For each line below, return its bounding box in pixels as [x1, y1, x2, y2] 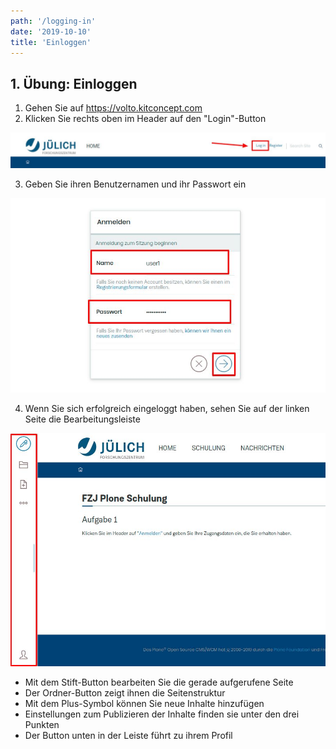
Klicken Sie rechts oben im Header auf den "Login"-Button [24, 113, 267, 125]
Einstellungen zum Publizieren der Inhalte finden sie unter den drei [24, 708, 300, 720]
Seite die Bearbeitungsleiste [24, 413, 141, 425]
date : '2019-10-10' [10, 26, 92, 37]
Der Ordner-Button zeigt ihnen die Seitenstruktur [24, 686, 226, 699]
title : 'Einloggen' [10, 37, 92, 47]
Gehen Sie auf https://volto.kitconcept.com [24, 102, 203, 114]
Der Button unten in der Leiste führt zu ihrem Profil [24, 729, 233, 741]
